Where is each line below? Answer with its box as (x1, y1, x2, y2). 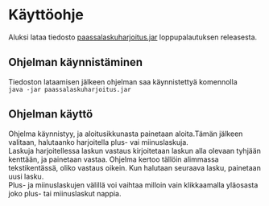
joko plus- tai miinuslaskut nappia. (8, 188, 122, 198)
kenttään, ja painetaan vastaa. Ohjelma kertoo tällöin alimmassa (8, 154, 219, 164)
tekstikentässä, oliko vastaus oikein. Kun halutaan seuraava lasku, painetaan (8, 163, 262, 172)
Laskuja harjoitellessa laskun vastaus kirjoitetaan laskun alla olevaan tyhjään (8, 146, 262, 155)
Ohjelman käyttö (8, 107, 93, 122)
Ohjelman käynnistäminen (8, 56, 143, 69)
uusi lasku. (8, 171, 44, 181)
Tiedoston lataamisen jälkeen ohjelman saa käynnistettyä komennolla (8, 76, 238, 86)
